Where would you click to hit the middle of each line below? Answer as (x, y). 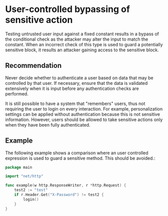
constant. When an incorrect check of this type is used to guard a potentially (84, 44)
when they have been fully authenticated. (48, 125)
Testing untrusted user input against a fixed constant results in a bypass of (82, 34)
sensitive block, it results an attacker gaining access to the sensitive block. (82, 50)
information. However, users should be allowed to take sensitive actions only (84, 120)
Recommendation (33, 66)
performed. (17, 93)
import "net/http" (24, 176)
